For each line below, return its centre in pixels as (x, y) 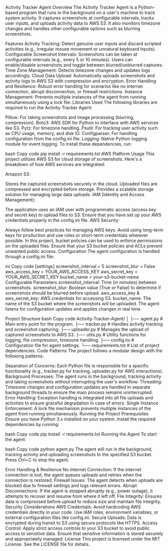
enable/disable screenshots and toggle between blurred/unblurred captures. (84, 65)
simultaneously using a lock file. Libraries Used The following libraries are (81, 102)
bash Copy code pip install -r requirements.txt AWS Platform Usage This (80, 154)
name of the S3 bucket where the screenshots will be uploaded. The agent (82, 304)
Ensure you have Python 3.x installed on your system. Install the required (80, 419)
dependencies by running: (32, 424)
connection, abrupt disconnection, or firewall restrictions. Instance (74, 92)
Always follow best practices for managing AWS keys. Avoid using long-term (85, 230)
